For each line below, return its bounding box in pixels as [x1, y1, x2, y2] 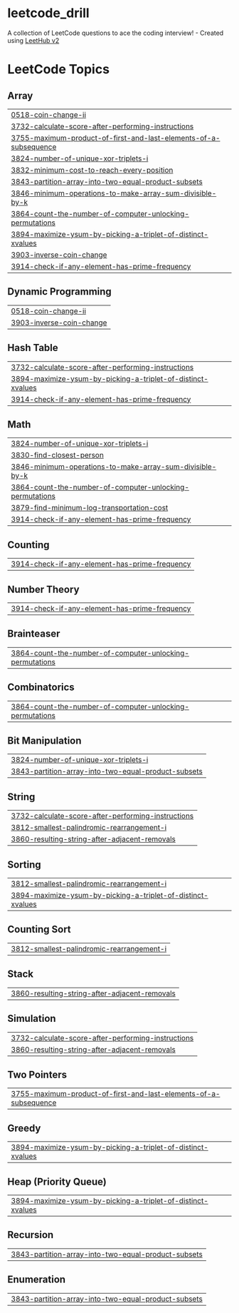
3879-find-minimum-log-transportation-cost [11, 503, 169, 513]
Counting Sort [7, 923, 71, 936]
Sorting [7, 858, 41, 871]
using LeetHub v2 [7, 36, 60, 44]
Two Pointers [7, 1068, 68, 1080]
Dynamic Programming [7, 285, 112, 298]
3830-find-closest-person [11, 450, 105, 460]
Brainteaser [7, 628, 60, 640]
